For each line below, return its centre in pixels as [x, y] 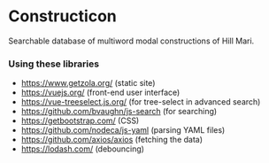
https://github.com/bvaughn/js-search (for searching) [119, 112]
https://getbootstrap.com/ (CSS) [80, 120]
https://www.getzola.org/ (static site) [88, 83]
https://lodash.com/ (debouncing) [83, 149]
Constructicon [62, 16]
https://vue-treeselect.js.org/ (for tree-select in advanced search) [141, 102]
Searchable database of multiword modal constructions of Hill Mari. [131, 41]
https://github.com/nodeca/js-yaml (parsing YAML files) [123, 130]
